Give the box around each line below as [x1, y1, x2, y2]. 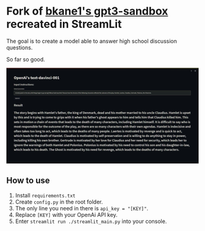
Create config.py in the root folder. [15, 198, 103, 205]
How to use [6, 176, 50, 186]
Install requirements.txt [15, 191, 76, 199]
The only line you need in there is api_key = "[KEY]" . [15, 204, 148, 211]
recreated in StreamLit [6, 17, 122, 31]
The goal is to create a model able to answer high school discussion [6, 37, 177, 44]
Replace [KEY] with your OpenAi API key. [15, 211, 118, 218]
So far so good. [6, 55, 46, 63]
